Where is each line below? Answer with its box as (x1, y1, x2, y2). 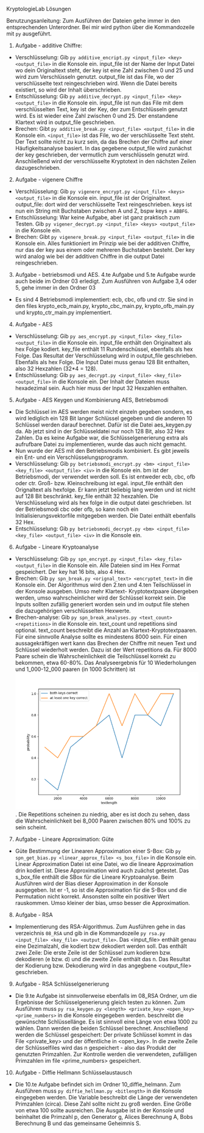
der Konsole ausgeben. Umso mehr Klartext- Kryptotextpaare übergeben (15, 588, 199, 595)
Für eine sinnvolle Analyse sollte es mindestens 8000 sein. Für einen (15, 633, 188, 640)
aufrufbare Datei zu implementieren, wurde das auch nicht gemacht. (15, 441, 187, 448)
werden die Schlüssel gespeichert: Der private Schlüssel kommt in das (15, 1031, 192, 1038)
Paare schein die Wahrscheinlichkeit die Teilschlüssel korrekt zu (15, 653, 176, 659)
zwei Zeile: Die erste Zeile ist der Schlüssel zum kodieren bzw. (15, 949, 172, 956)
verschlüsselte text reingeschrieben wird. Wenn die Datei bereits (15, 79, 178, 87)
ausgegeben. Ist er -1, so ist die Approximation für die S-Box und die (15, 886, 187, 894)
